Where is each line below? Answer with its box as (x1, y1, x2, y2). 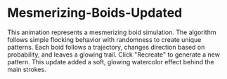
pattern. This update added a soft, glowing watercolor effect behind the (7, 57, 214, 66)
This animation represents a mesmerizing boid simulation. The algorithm (7, 28, 216, 36)
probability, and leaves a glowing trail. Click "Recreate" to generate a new (7, 50, 220, 59)
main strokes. (7, 65, 47, 73)
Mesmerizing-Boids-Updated (7, 5, 183, 21)
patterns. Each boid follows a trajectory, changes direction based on (7, 43, 205, 51)
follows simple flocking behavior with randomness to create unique (7, 35, 202, 43)
